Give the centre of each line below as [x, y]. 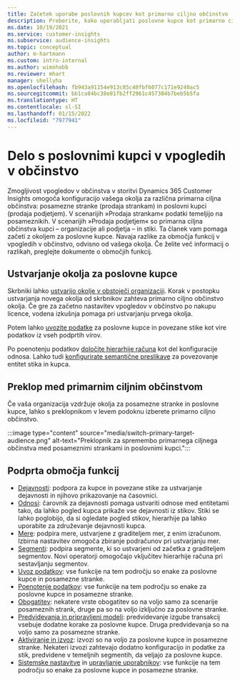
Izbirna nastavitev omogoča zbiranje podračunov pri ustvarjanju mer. [119, 541]
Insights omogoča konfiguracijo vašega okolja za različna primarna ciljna [114, 198]
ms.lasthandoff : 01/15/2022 [49, 114]
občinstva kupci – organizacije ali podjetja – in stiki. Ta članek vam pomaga [117, 229]
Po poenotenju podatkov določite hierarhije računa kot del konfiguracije [112, 349]
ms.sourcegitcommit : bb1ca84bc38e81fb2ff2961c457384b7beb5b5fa [104, 94]
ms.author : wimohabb [38, 67]
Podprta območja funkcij [64, 471]
